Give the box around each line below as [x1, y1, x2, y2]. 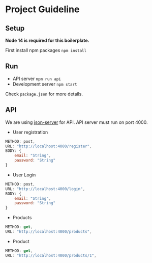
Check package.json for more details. [5, 91, 83, 97]
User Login [12, 172, 36, 178]
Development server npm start [12, 81, 77, 87]
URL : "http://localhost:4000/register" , [5, 144, 93, 149]
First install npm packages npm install [5, 47, 87, 53]
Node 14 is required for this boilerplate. [5, 37, 89, 43]
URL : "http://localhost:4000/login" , [5, 186, 85, 192]
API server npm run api [12, 75, 61, 82]
